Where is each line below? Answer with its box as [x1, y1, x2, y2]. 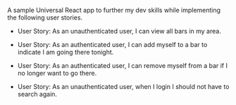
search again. [17, 90, 58, 98]
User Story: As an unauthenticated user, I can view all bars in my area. [17, 27, 222, 35]
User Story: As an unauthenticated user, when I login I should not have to [17, 83, 230, 90]
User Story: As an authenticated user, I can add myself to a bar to [17, 41, 208, 48]
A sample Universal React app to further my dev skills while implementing [7, 6, 221, 14]
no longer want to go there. [17, 69, 97, 77]
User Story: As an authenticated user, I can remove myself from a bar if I [17, 62, 228, 69]
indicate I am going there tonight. [17, 48, 114, 56]
